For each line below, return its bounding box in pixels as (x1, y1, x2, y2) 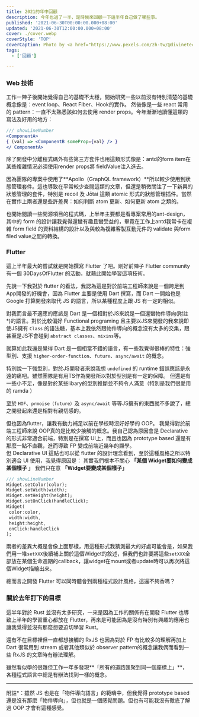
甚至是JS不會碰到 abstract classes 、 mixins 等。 (6, 332, 124, 339)
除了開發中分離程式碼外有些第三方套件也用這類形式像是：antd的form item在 (6, 156, 191, 163)
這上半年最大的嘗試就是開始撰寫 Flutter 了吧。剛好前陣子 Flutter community (6, 262, 191, 269)
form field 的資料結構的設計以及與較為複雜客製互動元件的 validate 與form (12, 225, 191, 232)
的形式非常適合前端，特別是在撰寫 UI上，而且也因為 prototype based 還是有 (6, 434, 191, 441)
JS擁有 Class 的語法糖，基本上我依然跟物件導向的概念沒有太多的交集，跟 (11, 324, 190, 331)
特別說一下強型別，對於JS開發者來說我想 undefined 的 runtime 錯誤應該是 (6, 365, 185, 372)
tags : (6, 48, 20, 53)
